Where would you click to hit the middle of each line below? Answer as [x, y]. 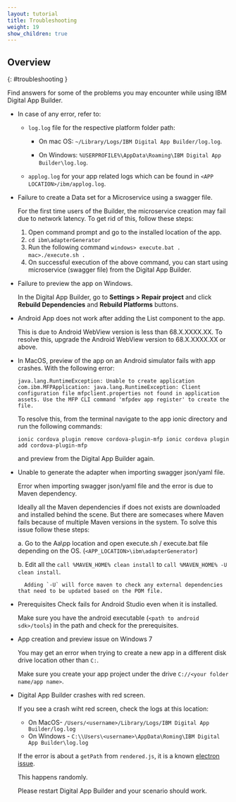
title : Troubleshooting [42, 20]
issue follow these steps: [54, 529]
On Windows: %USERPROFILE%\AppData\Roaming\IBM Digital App [130, 155]
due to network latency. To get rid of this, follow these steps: [105, 219]
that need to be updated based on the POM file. [90, 591]
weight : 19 [23, 27]
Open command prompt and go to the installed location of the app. [125, 232]
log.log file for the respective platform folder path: [101, 128]
